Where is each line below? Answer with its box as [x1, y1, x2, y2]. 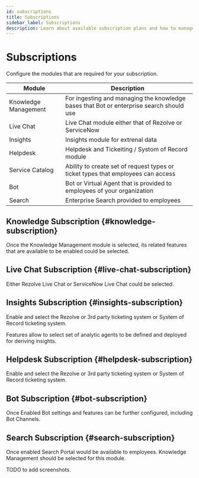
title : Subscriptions [6, 14, 60, 20]
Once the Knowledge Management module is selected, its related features [6, 241, 187, 248]
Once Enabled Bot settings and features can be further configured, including [6, 409, 193, 416]
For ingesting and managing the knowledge [65, 94, 186, 102]
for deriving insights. [6, 337, 57, 344]
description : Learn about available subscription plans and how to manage [6, 25, 195, 31]
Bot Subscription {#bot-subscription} [6, 393, 148, 403]
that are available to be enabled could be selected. [6, 248, 130, 254]
